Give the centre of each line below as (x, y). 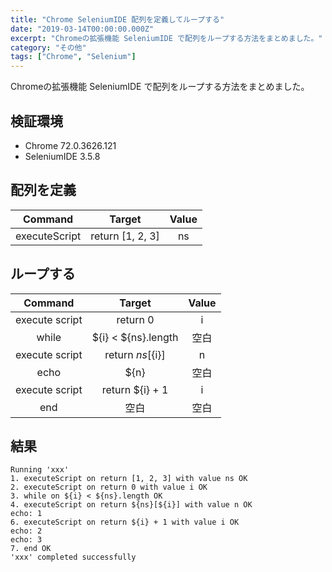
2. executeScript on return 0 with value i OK (109, 487)
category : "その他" (48, 47)
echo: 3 (26, 540)
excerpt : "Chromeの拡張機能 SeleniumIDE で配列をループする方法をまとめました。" (166, 38)
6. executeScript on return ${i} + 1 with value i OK (125, 522)
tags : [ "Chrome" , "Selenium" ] (73, 57)
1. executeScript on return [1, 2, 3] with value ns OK (129, 479)
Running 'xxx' (40, 470)
